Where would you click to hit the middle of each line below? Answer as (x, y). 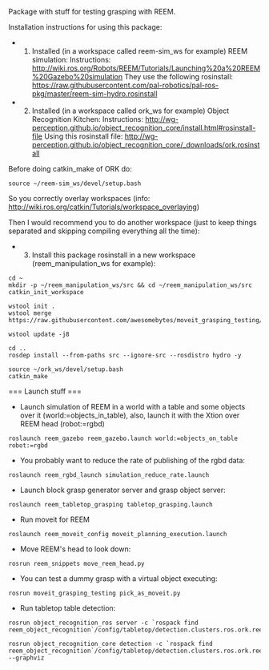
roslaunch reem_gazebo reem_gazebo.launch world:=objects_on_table (123, 438)
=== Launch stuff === (45, 391)
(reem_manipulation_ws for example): (94, 263)
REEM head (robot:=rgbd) (62, 424)
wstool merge (30, 313)
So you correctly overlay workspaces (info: (79, 198)
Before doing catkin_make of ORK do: (70, 169)
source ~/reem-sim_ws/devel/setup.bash (75, 184)
